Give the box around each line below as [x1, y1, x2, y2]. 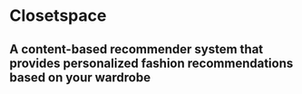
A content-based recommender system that [9, 42, 264, 57]
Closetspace [9, 5, 107, 26]
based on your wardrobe [9, 70, 151, 85]
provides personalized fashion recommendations [9, 55, 294, 70]
